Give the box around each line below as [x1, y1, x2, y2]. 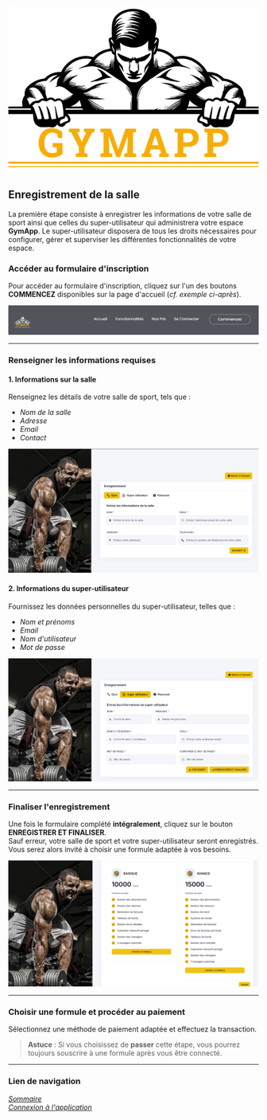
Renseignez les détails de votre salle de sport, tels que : [8, 392, 191, 401]
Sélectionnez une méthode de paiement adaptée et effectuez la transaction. [8, 1024, 257, 1034]
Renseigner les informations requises [8, 354, 157, 366]
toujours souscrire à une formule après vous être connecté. [27, 1048, 222, 1058]
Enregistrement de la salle [8, 188, 141, 202]
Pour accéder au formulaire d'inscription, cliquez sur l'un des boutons [8, 281, 237, 291]
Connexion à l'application [8, 1102, 93, 1112]
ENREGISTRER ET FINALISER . [8, 828, 107, 837]
